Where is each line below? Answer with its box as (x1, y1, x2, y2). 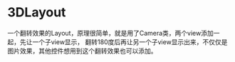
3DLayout (7, 4, 66, 21)
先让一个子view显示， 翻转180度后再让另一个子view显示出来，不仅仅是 (19, 37, 228, 46)
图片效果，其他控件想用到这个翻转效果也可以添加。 (7, 46, 157, 55)
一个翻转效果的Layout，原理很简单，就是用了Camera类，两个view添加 (7, 29, 214, 37)
